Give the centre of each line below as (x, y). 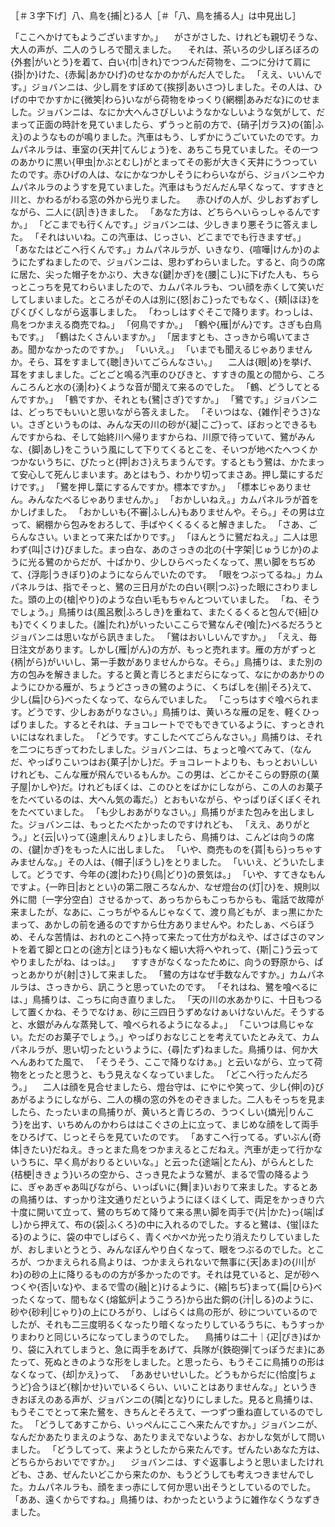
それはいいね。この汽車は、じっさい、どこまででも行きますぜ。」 (172, 237)
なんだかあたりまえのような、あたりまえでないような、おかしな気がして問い (167, 1437)
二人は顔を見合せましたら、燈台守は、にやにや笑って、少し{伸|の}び (184, 1087)
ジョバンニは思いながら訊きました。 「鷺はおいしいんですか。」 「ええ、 (159, 637)
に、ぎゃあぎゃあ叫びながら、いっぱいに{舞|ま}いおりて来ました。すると (160, 1187)
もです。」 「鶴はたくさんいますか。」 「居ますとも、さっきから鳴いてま (156, 337)
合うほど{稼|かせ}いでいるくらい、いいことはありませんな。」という (170, 1387)
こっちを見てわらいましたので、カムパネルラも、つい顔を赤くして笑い (171, 287)
